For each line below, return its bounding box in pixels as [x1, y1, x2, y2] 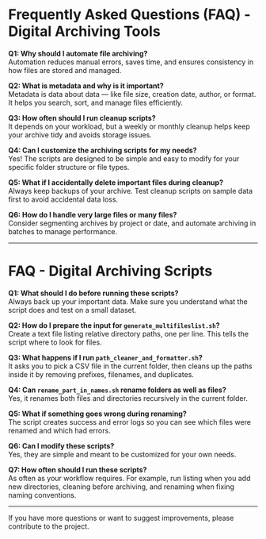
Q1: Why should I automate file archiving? [8, 48, 148, 58]
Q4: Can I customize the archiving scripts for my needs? [8, 145, 197, 155]
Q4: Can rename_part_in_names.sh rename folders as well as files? [8, 385, 227, 395]
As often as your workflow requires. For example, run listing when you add [8, 473, 251, 483]
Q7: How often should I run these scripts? [8, 464, 147, 474]
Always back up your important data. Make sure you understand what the [8, 296, 248, 306]
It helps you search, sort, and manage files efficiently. [8, 98, 184, 107]
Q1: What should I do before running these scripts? [8, 288, 179, 298]
